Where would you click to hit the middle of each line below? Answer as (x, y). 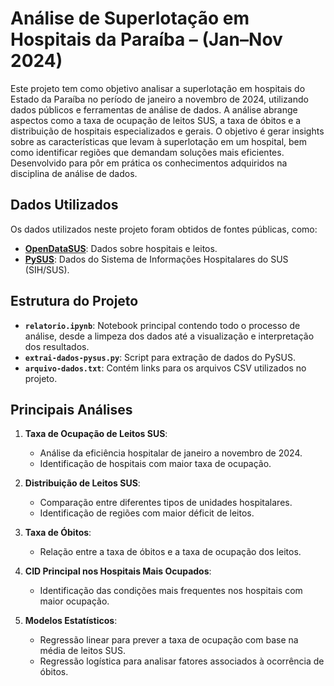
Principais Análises (71, 409)
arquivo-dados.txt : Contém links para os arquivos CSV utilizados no (165, 368)
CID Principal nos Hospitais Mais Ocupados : (118, 571)
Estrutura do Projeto (74, 301)
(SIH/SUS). (47, 269)
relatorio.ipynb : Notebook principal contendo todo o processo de (162, 325)
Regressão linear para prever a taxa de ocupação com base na (169, 640)
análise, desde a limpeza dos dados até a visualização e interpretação (169, 336)
